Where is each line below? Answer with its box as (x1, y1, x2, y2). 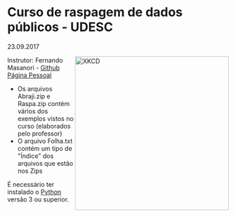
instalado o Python (7, 188, 62, 196)
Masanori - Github (7, 63, 60, 72)
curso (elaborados (17, 121, 71, 130)
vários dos (17, 107, 48, 115)
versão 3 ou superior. (7, 195, 69, 204)
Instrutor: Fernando (7, 55, 63, 64)
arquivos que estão (17, 159, 74, 167)
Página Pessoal (7, 71, 52, 79)
